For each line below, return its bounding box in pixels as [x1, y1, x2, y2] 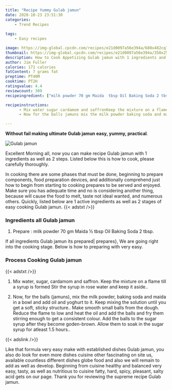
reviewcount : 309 [5, 88, 42, 93]
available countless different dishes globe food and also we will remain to [5, 357, 160, 363]
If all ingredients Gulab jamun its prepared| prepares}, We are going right [5, 238, 159, 244]
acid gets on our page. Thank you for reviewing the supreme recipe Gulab [5, 373, 161, 380]
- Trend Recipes [14, 22, 50, 27]
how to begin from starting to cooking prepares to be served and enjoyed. [5, 182, 161, 188]
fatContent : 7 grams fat [5, 69, 58, 74]
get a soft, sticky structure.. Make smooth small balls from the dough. [12, 304, 160, 310]
